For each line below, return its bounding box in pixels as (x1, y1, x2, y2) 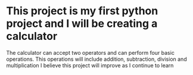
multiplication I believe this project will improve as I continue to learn (6, 61, 174, 69)
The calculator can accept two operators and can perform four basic (6, 49, 175, 56)
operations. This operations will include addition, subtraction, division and (6, 55, 187, 62)
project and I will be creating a (6, 17, 158, 30)
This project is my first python (6, 4, 158, 18)
